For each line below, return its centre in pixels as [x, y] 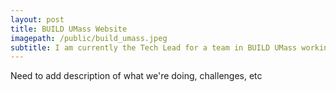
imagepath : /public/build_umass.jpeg [89, 38]
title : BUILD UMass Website [69, 29]
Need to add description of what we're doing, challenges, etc [136, 76]
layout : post [37, 19]
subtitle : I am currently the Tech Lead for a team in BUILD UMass [154, 47]
